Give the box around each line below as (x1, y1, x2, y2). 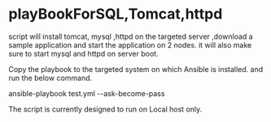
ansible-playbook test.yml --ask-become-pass (8, 88, 165, 98)
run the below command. (8, 73, 93, 82)
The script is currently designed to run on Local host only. (8, 104, 203, 114)
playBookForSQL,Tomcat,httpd (8, 5, 223, 23)
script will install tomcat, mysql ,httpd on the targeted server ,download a (8, 32, 254, 41)
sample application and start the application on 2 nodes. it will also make (8, 40, 252, 49)
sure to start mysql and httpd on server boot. (8, 48, 159, 58)
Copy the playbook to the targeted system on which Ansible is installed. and (8, 64, 264, 74)
